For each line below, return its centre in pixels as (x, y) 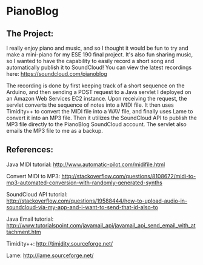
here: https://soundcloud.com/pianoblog (57, 74)
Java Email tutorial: (30, 219)
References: (30, 150)
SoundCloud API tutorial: (37, 194)
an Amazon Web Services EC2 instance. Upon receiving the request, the (97, 99)
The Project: (30, 34)
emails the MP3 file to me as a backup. (55, 131)
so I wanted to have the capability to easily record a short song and (90, 61)
